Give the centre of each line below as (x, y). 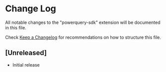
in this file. (16, 27)
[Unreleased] (26, 53)
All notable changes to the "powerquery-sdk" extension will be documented (83, 22)
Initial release (26, 65)
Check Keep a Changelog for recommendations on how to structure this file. (83, 37)
